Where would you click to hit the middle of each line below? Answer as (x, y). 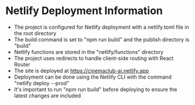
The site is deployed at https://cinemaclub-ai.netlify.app (81, 70)
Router (22, 64)
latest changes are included (47, 96)
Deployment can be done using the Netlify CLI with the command (93, 77)
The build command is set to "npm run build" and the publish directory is (102, 39)
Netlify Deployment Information (84, 11)
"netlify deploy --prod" (42, 83)
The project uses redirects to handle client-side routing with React (94, 58)
